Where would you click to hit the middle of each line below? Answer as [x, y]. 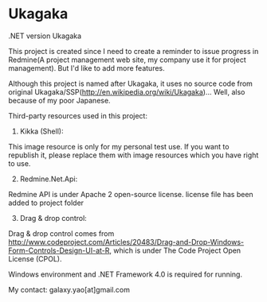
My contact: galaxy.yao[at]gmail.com [69, 289]
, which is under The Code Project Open [175, 250]
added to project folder [46, 203]
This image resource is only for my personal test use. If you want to [119, 146]
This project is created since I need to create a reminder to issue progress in [133, 51]
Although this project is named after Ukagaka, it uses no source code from [131, 83]
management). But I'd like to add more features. [86, 68]
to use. [20, 163]
